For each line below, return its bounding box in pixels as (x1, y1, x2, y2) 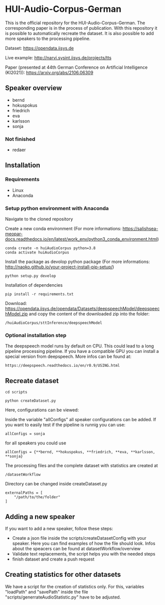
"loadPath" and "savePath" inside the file (5, 589, 89, 595)
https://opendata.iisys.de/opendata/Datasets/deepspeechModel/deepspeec (5, 305, 160, 312)
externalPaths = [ (5, 490, 43, 495)
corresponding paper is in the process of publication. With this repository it (5, 25, 158, 31)
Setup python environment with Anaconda (5, 205, 109, 212)
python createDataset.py (5, 398, 56, 403)
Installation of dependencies (5, 282, 63, 288)
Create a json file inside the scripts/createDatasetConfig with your (12, 535, 147, 541)
